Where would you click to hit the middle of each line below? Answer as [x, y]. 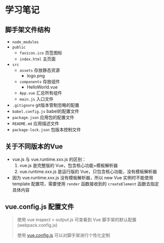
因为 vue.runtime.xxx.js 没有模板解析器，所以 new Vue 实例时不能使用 [82, 177]
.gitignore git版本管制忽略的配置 [46, 105]
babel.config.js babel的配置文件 [46, 111]
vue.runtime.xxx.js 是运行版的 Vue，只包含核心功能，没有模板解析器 [88, 171]
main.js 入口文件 [36, 99]
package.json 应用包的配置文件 [43, 117]
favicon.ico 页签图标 [41, 53]
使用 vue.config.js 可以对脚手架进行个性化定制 [63, 235]
